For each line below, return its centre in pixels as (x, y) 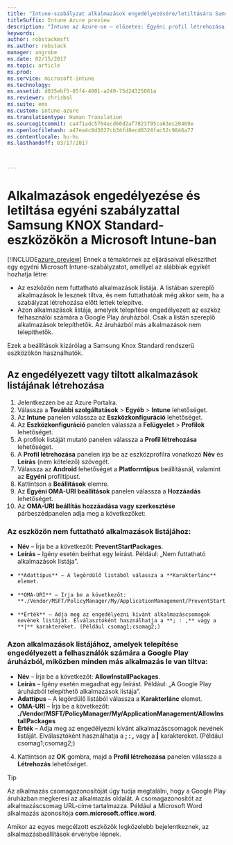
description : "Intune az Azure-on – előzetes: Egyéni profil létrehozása (116, 26)
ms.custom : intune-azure (43, 111)
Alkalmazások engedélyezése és (104, 196)
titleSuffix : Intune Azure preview (59, 20)
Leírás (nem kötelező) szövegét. (63, 461)
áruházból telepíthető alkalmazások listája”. (79, 692)
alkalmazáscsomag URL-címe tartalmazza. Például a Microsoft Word (105, 806)
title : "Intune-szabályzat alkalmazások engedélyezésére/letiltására (110, 14)
